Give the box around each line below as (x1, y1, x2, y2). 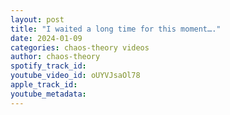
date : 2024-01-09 (10, 33, 83, 43)
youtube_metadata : (10, 89, 87, 99)
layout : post (10, 14, 65, 25)
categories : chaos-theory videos (10, 42, 150, 53)
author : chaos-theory (10, 52, 101, 62)
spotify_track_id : (10, 61, 87, 71)
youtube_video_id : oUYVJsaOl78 (10, 71, 141, 81)
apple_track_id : (10, 80, 78, 90)
